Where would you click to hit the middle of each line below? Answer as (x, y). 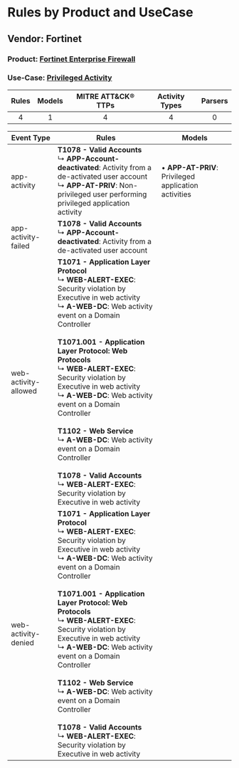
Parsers (215, 100)
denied (22, 643)
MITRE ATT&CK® (106, 96)
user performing (119, 194)
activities (176, 194)
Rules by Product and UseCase (100, 12)
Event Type (31, 137)
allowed (24, 391)
